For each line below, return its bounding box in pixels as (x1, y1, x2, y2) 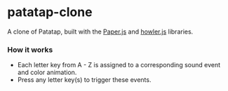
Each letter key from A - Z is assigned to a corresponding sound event (17, 61, 221, 69)
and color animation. (17, 68, 77, 77)
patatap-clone (7, 4, 93, 20)
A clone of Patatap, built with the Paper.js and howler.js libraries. (7, 27, 194, 36)
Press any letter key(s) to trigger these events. (17, 76, 152, 84)
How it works (7, 45, 53, 55)
